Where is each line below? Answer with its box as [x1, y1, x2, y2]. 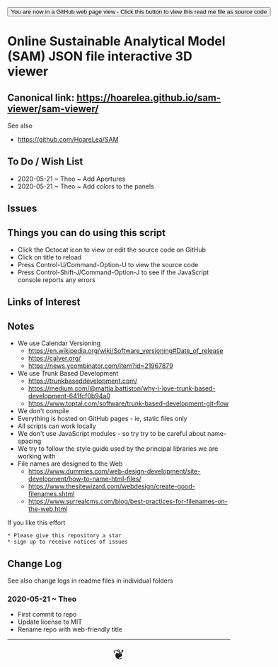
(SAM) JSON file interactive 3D [7, 48, 192, 65]
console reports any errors [17, 276, 95, 284]
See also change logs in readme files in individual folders [7, 576, 173, 585]
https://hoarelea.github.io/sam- [76, 91, 221, 103]
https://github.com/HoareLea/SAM [17, 135, 119, 143]
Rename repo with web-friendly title [17, 625, 122, 634]
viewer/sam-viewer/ [7, 103, 99, 115]
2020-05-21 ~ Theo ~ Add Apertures [17, 174, 126, 183]
